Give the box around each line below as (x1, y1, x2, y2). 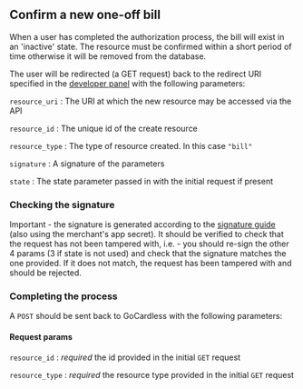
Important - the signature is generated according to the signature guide (9, 219, 277, 230)
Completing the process (9, 290, 118, 303)
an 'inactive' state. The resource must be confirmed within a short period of (9, 41, 292, 52)
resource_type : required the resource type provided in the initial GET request (9, 369, 295, 380)
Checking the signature (9, 198, 115, 211)
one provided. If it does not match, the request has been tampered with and (9, 258, 292, 269)
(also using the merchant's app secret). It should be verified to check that (9, 229, 284, 240)
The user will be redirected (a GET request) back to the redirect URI (9, 68, 262, 79)
